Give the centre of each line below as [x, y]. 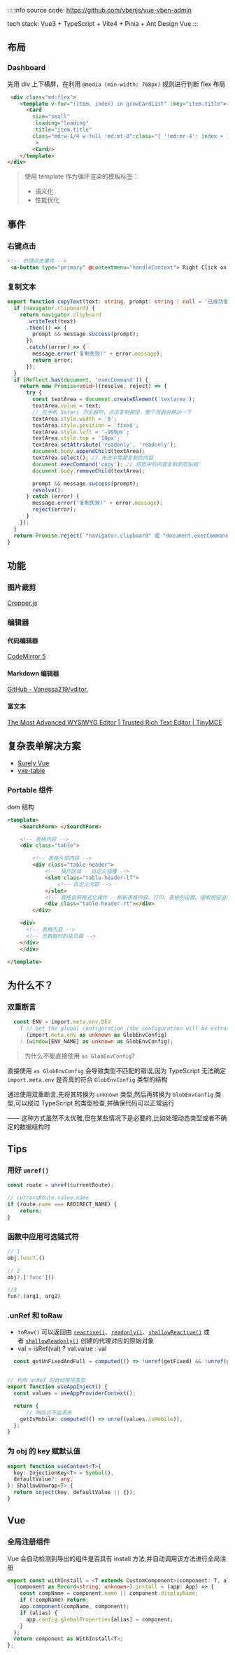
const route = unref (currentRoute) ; [60, 1185]
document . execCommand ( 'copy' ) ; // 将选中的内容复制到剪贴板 [115, 464]
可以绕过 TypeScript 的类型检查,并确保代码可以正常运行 [95, 1103]
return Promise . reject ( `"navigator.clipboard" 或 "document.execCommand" [123, 536]
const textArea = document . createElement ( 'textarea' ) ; [114, 399]
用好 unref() [28, 1170]
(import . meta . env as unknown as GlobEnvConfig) [97, 1035]
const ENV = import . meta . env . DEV [62, 1022]
